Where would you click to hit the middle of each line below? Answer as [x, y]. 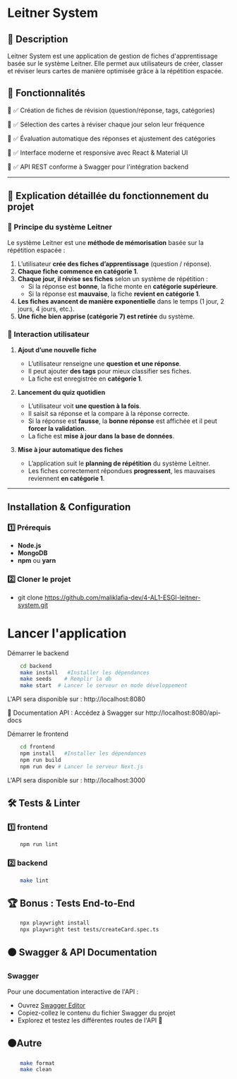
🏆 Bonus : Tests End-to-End [71, 903]
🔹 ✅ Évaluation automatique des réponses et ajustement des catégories [111, 138]
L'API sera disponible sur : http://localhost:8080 [77, 699]
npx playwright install [55, 923]
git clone [30, 597]
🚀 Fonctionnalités [47, 93]
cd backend [36, 666]
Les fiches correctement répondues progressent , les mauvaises [122, 470]
